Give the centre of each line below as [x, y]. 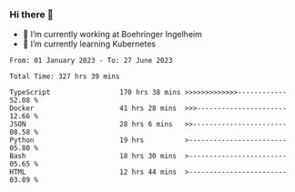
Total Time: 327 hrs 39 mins [65, 76]
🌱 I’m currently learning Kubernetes [89, 44]
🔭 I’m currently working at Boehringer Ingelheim [112, 35]
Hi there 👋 [32, 15]
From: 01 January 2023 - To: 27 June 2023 [91, 61]
